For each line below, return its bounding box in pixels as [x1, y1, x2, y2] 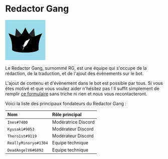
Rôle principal [52, 111, 82, 118]
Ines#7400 [7, 120, 28, 125]
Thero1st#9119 [7, 134, 37, 139]
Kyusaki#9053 [7, 126, 35, 132]
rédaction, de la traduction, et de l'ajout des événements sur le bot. [5, 70, 144, 76]
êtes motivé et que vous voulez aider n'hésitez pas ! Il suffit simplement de [5, 85, 159, 91]
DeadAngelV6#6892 [7, 147, 44, 153]
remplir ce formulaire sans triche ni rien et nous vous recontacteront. [5, 91, 147, 97]
